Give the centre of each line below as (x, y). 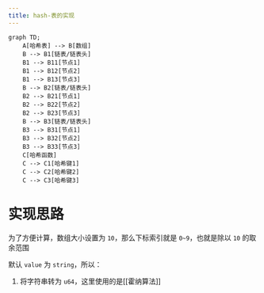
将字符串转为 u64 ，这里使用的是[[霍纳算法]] (90, 281)
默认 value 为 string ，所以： (55, 264)
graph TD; (25, 37)
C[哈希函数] (40, 155)
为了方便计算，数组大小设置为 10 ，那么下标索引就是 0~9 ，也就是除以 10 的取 (132, 238)
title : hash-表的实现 (42, 15)
